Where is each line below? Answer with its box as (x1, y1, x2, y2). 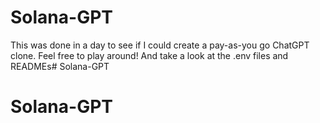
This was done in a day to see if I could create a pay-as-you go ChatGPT (10, 39, 310, 51)
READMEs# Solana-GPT (10, 60, 110, 72)
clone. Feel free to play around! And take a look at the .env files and (10, 49, 289, 61)
